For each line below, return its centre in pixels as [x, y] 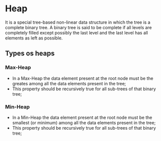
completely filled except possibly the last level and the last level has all [77, 33]
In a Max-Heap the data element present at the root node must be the [83, 78]
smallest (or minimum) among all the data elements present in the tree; [84, 123]
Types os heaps [30, 53]
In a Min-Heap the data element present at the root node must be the [82, 117]
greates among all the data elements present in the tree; [69, 83]
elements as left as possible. [34, 38]
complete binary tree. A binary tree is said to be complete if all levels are [79, 27]
